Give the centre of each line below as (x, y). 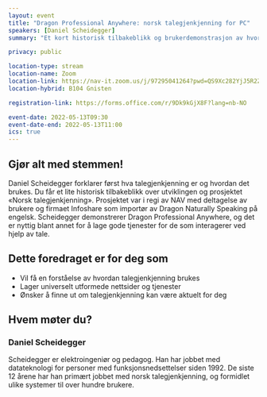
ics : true (25, 132)
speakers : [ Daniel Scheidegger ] (62, 30)
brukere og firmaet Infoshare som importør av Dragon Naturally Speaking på (133, 208)
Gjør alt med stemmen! (66, 164)
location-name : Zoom (43, 74)
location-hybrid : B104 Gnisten (60, 88)
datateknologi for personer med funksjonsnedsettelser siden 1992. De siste (131, 368)
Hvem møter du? (50, 320)
